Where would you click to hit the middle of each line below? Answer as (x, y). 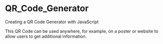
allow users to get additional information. (46, 36)
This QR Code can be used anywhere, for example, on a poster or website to (82, 31)
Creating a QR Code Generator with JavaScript (52, 22)
